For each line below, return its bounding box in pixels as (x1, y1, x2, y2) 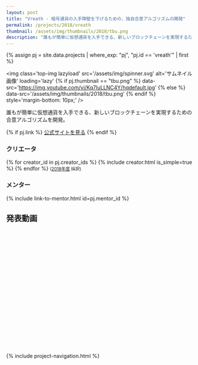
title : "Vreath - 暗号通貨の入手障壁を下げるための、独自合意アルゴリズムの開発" (6, 15, 186, 22)
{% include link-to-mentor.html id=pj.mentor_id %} (6, 195, 129, 202)
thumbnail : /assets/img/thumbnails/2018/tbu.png (6, 28, 128, 34)
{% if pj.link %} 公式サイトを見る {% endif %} (6, 129, 117, 136)
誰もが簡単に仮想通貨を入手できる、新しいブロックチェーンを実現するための (6, 109, 193, 116)
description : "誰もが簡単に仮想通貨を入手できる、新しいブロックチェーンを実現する (6, 34, 188, 41)
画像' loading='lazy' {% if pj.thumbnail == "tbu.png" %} (6, 77, 141, 85)
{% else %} (157, 84, 186, 91)
